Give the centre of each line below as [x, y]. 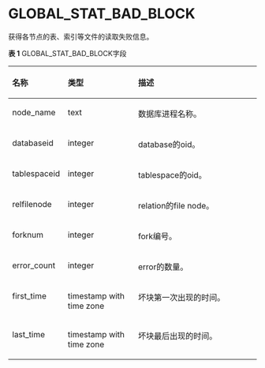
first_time [30, 295]
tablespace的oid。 [172, 175]
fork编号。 [157, 236]
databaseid [33, 143]
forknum [28, 235]
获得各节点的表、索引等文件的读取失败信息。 [81, 36]
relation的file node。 [176, 205]
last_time [29, 334]
